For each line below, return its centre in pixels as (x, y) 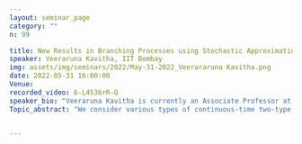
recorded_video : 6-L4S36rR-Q (64, 92)
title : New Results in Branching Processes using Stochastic (126, 50)
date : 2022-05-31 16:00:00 (60, 76)
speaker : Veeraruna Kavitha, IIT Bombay (86, 59)
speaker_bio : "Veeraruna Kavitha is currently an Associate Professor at (151, 101)
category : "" (34, 26)
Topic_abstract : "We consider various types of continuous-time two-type (151, 109)
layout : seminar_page (50, 18)
